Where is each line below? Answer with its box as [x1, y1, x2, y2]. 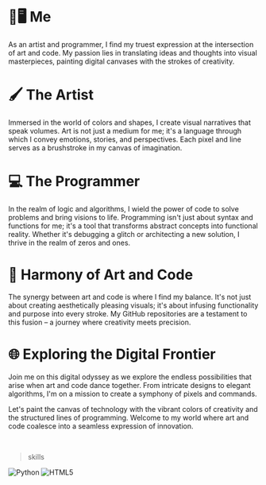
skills [27, 452, 45, 461]
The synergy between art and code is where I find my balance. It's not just [8, 292, 252, 301]
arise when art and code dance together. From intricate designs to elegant [8, 380, 252, 390]
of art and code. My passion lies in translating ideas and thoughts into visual [8, 48, 258, 57]
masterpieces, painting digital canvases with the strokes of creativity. [8, 56, 235, 66]
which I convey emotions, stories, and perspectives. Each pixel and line [8, 134, 242, 144]
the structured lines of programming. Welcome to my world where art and [8, 413, 249, 422]
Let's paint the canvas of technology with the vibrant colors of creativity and [8, 404, 258, 413]
